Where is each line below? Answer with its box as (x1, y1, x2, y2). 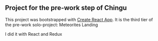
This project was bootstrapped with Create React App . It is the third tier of (5, 16, 153, 22)
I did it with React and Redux (5, 31, 62, 37)
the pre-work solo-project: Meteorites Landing (5, 22, 98, 27)
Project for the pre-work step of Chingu (5, 4, 127, 12)
